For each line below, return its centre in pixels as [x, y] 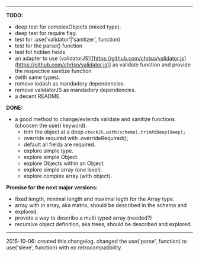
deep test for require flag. [46, 33]
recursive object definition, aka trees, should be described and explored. [103, 224]
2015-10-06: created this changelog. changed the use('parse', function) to [97, 241]
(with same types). [38, 77]
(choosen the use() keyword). [51, 126]
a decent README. [38, 96]
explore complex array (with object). [68, 176]
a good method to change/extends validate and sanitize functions [95, 119]
